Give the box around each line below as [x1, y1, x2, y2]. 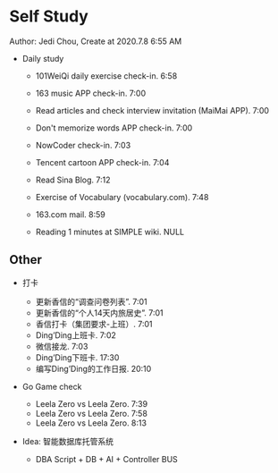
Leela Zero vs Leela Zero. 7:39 [35, 398, 148, 409]
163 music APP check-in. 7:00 [35, 88, 146, 98]
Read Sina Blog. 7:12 [35, 174, 111, 185]
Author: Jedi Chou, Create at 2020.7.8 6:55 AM [9, 36, 182, 46]
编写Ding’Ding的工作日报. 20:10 [35, 363, 152, 374]
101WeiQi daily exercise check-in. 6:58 [35, 70, 178, 81]
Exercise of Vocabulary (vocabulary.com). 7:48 [35, 191, 209, 202]
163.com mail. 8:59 [35, 208, 105, 220]
